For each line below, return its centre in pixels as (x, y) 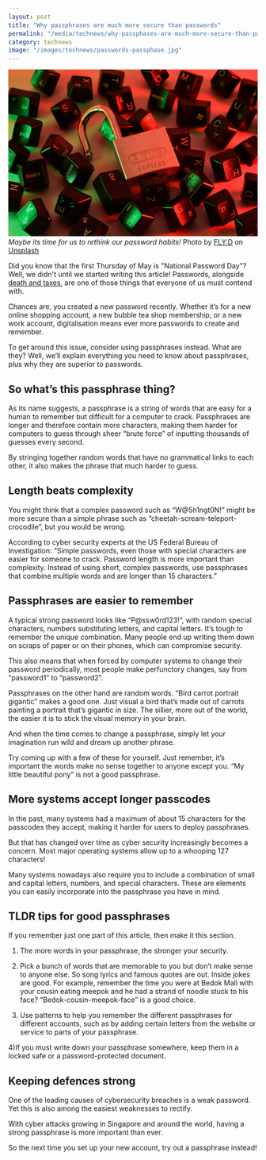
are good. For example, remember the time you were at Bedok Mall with (136, 983)
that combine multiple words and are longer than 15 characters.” (113, 576)
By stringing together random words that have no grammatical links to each (131, 457)
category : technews (40, 42)
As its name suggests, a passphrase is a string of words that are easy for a (130, 408)
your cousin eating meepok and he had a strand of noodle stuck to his (134, 992)
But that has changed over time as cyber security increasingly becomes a (128, 842)
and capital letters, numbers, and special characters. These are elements (127, 883)
